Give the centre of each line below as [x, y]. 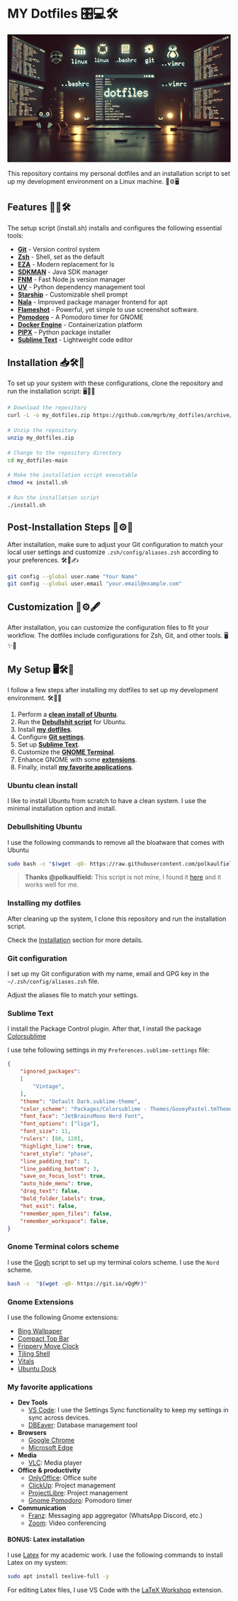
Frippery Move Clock [48, 1346]
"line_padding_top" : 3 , [55, 1161]
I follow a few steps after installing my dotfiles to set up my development [113, 689]
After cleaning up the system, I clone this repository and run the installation [117, 919]
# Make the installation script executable [73, 475]
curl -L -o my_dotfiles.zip [49, 416]
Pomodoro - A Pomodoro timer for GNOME [80, 317]
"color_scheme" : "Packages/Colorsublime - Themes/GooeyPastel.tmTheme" [128, 1109]
